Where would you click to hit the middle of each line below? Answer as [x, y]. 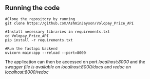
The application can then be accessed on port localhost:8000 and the [75, 62]
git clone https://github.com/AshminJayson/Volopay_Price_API [69, 23]
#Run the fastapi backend [31, 48]
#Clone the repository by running [40, 19]
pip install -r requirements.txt [39, 40]
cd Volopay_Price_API [27, 36]
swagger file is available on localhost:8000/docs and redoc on [68, 66]
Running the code [32, 8]
